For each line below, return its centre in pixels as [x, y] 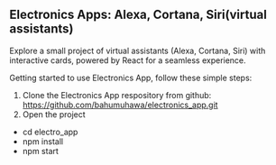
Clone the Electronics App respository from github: [117, 95]
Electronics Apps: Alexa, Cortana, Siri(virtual [138, 15]
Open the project [54, 114]
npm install [43, 141]
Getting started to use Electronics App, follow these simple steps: [131, 78]
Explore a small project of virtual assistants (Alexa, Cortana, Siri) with [138, 50]
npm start [40, 151]
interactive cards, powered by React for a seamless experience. [128, 60]
